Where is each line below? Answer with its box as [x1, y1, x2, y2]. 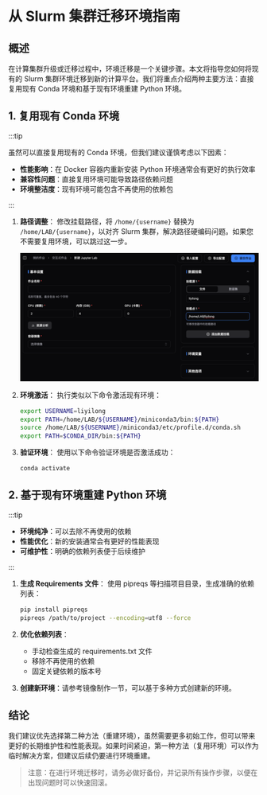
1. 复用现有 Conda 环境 [8, 109, 120, 123]
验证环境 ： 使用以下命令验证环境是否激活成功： [19, 447, 176, 458]
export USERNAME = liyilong [19, 407, 106, 415]
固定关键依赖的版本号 [31, 666, 102, 676]
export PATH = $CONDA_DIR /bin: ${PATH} [19, 432, 141, 440]
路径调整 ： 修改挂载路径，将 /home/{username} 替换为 [19, 216, 195, 226]
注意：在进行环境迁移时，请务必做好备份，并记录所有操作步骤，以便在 [27, 768, 258, 777]
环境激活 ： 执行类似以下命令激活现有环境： [19, 390, 161, 399]
